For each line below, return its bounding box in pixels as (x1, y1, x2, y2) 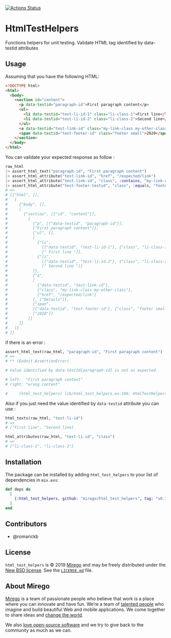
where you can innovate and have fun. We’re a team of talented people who (5, 601, 164, 607)
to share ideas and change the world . (5, 611, 83, 618)
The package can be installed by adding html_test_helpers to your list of (5, 471, 158, 477)
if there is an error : (5, 339, 46, 346)
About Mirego (5, 582, 50, 591)
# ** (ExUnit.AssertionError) (5, 359, 70, 364)
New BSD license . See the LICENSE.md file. (5, 567, 93, 573)
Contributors (5, 520, 47, 528)
